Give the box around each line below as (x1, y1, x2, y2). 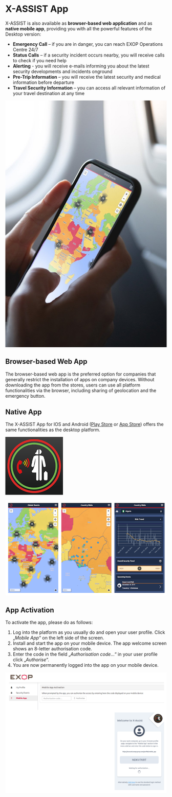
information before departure (12, 79, 74, 85)
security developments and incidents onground (12, 68, 113, 75)
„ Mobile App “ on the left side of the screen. (12, 635, 104, 641)
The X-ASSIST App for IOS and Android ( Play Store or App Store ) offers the (5, 421, 164, 428)
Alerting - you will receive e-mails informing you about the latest (12, 63, 149, 69)
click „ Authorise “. (12, 657, 50, 663)
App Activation (5, 606, 54, 614)
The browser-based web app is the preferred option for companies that (5, 371, 156, 377)
